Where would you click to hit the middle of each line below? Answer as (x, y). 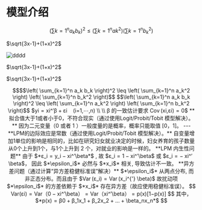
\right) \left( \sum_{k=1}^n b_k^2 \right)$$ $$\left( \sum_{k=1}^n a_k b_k (101, 97)
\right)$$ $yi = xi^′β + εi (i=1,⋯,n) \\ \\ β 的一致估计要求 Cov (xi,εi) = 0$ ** (101, 111)
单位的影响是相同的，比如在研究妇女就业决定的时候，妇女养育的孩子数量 (105, 141)
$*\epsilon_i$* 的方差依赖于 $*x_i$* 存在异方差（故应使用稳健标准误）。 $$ (101, 186)
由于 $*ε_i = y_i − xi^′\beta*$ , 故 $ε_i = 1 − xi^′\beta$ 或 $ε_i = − (103, 156)
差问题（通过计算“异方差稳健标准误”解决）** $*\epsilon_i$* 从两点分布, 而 (101, 171)
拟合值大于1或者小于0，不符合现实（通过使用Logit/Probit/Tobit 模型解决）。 (101, 118)
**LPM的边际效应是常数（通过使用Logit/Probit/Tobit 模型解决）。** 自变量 (99, 133)
